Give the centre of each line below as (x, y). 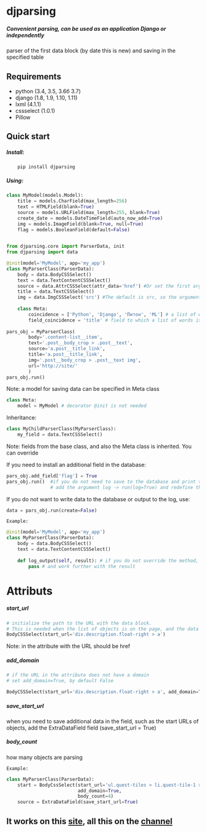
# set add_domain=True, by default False (60, 681)
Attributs (30, 591)
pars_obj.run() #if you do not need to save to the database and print (101, 482)
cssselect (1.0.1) (35, 110)
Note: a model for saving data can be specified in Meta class (83, 389)
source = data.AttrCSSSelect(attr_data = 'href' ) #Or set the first (104, 286)
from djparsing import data (42, 252)
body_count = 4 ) (96, 796)
